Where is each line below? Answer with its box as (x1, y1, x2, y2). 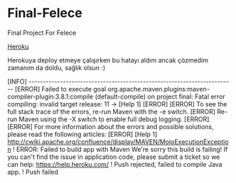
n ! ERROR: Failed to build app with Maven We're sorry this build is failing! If (7, 145, 228, 153)
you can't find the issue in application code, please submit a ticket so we (7, 152, 220, 161)
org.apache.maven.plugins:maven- (107, 84, 210, 93)
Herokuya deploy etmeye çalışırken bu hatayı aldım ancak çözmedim (7, 55, 208, 65)
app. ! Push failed (7, 167, 59, 176)
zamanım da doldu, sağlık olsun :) (7, 63, 106, 72)
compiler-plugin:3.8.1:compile (7, 92, 94, 101)
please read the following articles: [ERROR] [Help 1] (7, 130, 158, 138)
